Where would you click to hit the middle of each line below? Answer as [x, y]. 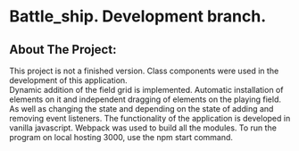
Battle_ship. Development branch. [138, 17]
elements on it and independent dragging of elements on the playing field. [145, 99]
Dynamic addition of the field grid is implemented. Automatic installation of [146, 90]
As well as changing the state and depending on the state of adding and [141, 109]
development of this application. [68, 80]
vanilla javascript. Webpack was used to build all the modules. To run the [143, 128]
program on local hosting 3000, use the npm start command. [121, 137]
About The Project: [63, 50]
